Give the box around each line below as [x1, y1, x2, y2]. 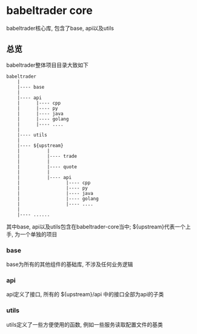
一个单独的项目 [19, 230, 58, 237]
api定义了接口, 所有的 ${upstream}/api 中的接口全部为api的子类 [6, 291, 164, 298]
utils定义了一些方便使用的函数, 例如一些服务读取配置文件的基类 [6, 321, 163, 328]
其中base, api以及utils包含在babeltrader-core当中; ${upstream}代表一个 [6, 223, 186, 230]
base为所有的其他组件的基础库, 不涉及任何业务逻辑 [6, 261, 133, 268]
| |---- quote [17, 163, 78, 170]
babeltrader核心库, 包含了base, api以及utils [6, 24, 114, 32]
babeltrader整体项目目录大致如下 [6, 61, 89, 69]
